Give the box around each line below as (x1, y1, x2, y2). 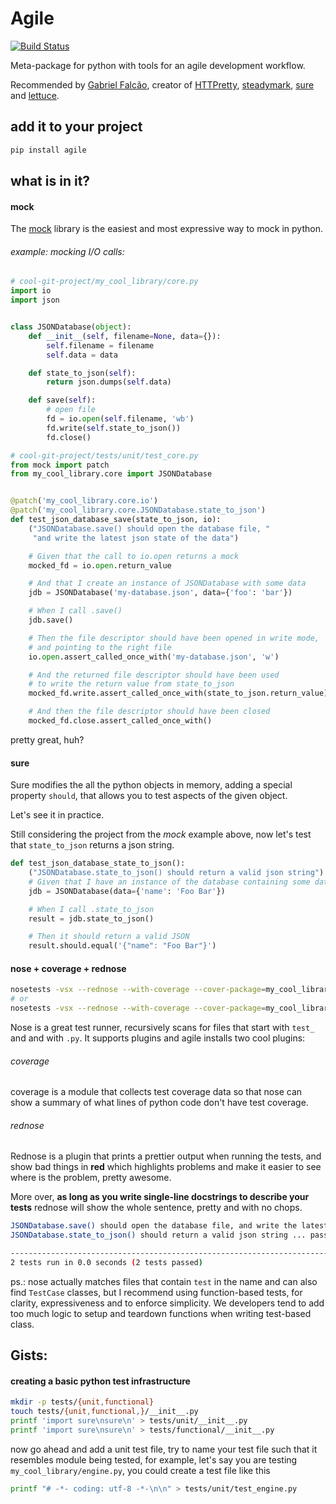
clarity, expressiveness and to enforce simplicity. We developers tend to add (10, 1297, 325, 1309)
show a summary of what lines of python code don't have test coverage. (10, 1097, 309, 1109)
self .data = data (46, 350, 118, 360)
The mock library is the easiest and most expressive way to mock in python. (10, 223, 324, 235)
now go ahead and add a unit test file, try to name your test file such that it (10, 1443, 318, 1455)
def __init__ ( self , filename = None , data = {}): (28, 331, 222, 341)
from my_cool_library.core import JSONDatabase (10, 469, 213, 479)
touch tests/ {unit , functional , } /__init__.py (10, 1407, 199, 1417)
